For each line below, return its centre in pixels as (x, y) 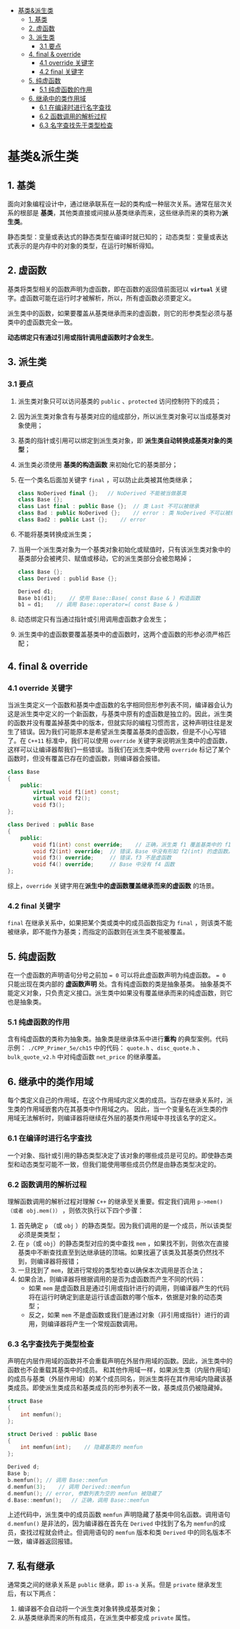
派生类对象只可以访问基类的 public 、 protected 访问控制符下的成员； (119, 401)
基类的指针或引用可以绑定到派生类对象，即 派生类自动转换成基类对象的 (122, 440)
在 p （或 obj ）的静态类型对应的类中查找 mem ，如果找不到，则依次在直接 (123, 1243)
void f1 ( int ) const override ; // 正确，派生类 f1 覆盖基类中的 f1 (132, 845)
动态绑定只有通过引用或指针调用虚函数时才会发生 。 (82, 337)
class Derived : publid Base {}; (67, 578)
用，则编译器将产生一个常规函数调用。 (85, 1323)
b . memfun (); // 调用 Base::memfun (58, 1480)
